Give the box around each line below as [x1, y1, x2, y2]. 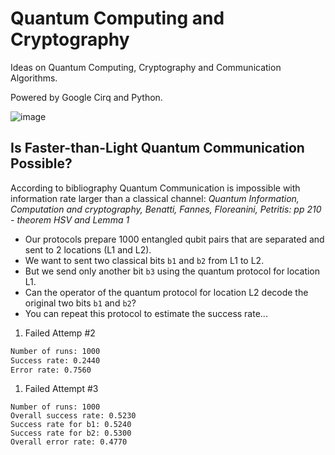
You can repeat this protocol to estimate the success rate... [24, 307, 268, 319]
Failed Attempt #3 [24, 383, 99, 395]
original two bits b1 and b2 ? [24, 297, 137, 309]
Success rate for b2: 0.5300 [10, 428, 132, 439]
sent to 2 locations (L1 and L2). [24, 243, 152, 256]
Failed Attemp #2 [24, 327, 96, 339]
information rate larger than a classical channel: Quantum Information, [10, 192, 300, 204]
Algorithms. [10, 72, 58, 84]
